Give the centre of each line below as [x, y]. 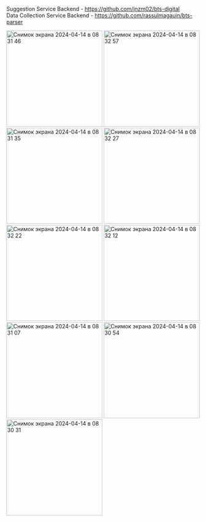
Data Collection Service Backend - [50, 15]
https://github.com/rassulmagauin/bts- [144, 15]
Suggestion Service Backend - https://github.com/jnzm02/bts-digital [93, 9]
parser [15, 22]
